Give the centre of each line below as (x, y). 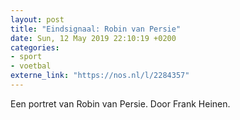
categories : (35, 47)
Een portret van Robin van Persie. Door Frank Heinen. (120, 103)
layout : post (37, 19)
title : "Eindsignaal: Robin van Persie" (96, 29)
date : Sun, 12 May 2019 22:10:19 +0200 (93, 38)
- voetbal (31, 66)
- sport (26, 57)
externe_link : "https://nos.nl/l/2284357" (100, 76)
